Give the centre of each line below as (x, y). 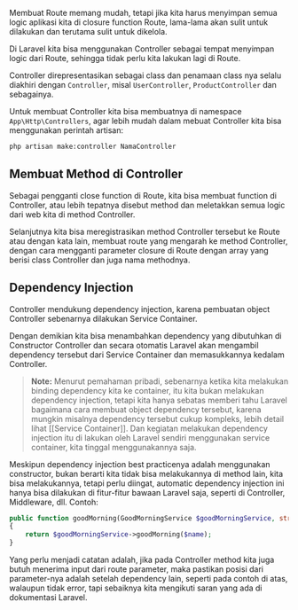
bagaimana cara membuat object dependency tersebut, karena (146, 409)
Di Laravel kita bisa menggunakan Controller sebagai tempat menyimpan (142, 49)
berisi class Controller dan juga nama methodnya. (100, 260)
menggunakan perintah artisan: (67, 130)
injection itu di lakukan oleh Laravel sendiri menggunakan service (150, 437)
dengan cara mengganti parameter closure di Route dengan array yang (139, 250)
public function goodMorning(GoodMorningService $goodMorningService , (142, 518)
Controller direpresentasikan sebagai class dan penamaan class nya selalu (145, 75)
